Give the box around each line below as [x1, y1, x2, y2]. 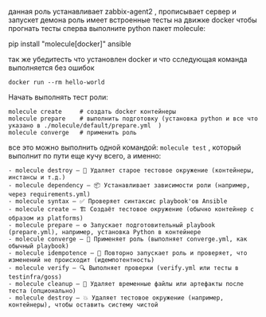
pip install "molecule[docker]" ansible [8, 39, 131, 49]
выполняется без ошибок [8, 63, 95, 72]
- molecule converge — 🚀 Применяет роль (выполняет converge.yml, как [8, 235, 248, 243]
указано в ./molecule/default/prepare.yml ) [8, 122, 162, 130]
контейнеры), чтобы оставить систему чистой [8, 301, 158, 309]
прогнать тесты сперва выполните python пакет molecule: [8, 24, 205, 33]
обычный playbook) [8, 242, 69, 250]
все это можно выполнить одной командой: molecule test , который [8, 143, 241, 152]
